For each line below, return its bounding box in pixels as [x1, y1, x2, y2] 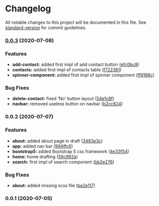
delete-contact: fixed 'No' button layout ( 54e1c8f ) [12, 96, 115, 102]
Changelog [5, 3, 51, 14]
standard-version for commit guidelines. [5, 24, 87, 30]
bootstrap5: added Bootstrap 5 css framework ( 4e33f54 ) [12, 148, 129, 154]
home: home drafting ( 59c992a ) [12, 154, 78, 159]
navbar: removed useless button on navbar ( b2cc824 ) [12, 101, 123, 107]
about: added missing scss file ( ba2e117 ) [12, 182, 95, 188]
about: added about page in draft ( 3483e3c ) [12, 138, 103, 144]
